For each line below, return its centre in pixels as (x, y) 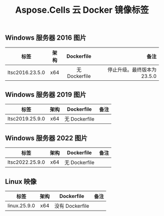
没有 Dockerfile (72, 206)
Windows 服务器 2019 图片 (46, 95)
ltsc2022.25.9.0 (26, 162)
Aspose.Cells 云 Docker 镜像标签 (82, 10)
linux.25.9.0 (21, 206)
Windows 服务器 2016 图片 (46, 38)
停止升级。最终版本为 (132, 70)
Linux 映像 (21, 181)
